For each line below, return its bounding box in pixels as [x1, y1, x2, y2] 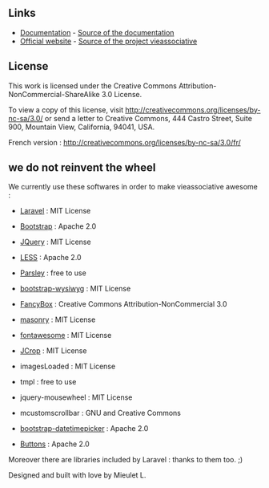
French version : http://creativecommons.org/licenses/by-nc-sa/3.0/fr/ [8, 137, 242, 147]
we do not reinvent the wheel [8, 161, 156, 175]
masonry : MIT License [19, 315, 96, 324]
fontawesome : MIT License [19, 331, 112, 340]
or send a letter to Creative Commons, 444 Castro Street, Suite [44, 113, 252, 123]
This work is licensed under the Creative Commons [8, 80, 178, 91]
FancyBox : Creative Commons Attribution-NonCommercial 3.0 [19, 299, 227, 309]
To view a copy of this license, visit [8, 104, 124, 115]
